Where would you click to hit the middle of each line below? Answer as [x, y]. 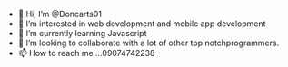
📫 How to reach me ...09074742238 [86, 53]
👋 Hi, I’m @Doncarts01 [60, 14]
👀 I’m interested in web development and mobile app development [142, 24]
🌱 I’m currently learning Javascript [82, 33]
